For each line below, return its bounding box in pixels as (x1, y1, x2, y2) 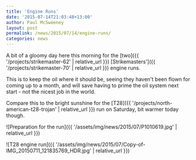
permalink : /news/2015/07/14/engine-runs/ (6, 30, 111, 36)
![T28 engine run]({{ (6, 141, 55, 148)
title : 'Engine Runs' (6, 8, 59, 15)
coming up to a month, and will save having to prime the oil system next (6, 82, 179, 88)
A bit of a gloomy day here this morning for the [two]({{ (6, 52, 139, 59)
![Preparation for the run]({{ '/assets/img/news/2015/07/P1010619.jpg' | (6, 124, 177, 130)
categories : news (6, 36, 49, 42)
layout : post (6, 25, 38, 31)
